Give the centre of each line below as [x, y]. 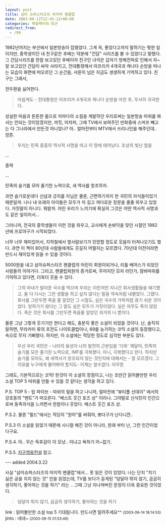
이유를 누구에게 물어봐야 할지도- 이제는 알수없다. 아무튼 [71, 364]
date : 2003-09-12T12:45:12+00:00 [40, 19]
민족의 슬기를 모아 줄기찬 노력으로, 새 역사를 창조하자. [56, 185]
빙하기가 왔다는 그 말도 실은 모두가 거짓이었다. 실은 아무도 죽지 [88, 306]
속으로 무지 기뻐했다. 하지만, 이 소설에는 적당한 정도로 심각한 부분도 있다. [75, 335]
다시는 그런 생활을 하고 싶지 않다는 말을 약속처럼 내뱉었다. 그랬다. [97, 294]
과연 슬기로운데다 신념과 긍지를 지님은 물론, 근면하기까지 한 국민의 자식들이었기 [81, 196]
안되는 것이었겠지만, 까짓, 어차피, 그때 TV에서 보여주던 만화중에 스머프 [82, 122]
